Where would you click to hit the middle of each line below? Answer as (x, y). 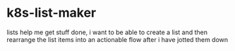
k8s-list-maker (52, 13)
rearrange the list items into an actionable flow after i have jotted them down (117, 39)
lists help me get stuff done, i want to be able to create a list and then (107, 32)
